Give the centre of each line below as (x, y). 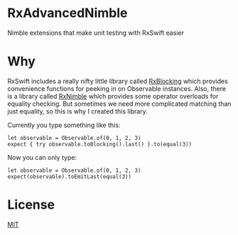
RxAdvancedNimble (67, 13)
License (31, 205)
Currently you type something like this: (64, 125)
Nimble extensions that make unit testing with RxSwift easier (96, 33)
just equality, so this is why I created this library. (77, 111)
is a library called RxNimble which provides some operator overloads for (113, 96)
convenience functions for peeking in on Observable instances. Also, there (117, 88)
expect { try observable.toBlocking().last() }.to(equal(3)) (100, 144)
